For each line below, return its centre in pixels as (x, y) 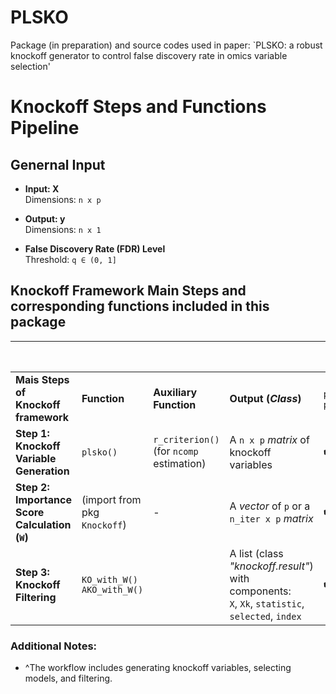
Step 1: (32, 433)
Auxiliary (175, 392)
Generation (42, 471)
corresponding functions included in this (140, 306)
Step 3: (32, 572)
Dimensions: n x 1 (63, 229)
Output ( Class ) (265, 398)
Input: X (42, 188)
